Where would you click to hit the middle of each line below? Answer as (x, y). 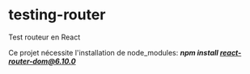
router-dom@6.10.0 (42, 61)
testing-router (57, 15)
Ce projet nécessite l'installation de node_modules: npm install (113, 52)
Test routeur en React (44, 37)
